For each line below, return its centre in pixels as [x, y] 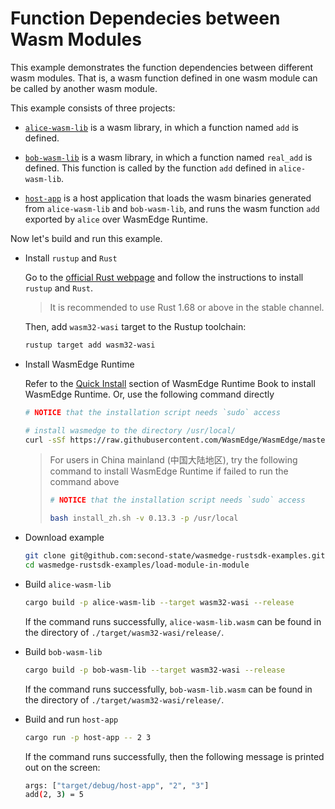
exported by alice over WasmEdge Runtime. [116, 219]
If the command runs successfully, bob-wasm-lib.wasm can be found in [168, 689]
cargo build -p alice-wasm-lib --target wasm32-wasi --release [159, 602]
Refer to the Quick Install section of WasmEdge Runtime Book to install [170, 383]
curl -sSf [45, 440]
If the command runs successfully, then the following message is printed [174, 756]
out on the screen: [62, 767]
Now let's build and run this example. [86, 238]
